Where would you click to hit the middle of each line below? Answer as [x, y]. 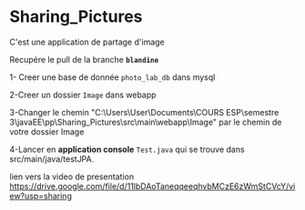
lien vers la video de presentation [72, 176]
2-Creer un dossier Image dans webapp [83, 95]
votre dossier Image [47, 131]
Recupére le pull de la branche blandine [84, 59]
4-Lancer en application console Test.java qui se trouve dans [127, 149]
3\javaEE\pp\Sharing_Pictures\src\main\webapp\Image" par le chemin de [146, 122]
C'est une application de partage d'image [87, 42]
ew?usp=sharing [41, 195]
